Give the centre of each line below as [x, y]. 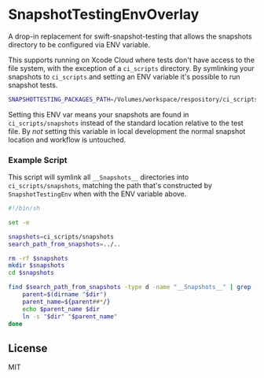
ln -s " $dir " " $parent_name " [70, 317]
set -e [19, 222]
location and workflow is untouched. [67, 139]
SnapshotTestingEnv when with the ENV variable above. [97, 194]
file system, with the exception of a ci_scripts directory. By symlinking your [132, 68]
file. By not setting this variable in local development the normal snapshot [127, 131]
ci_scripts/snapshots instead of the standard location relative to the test [126, 123]
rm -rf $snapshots [38, 258]
